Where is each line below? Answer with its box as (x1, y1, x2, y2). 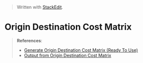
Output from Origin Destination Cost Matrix (24, 52, 111, 58)
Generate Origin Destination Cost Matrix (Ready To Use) (24, 47, 139, 53)
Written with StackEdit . (16, 4, 64, 10)
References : (16, 37, 42, 43)
